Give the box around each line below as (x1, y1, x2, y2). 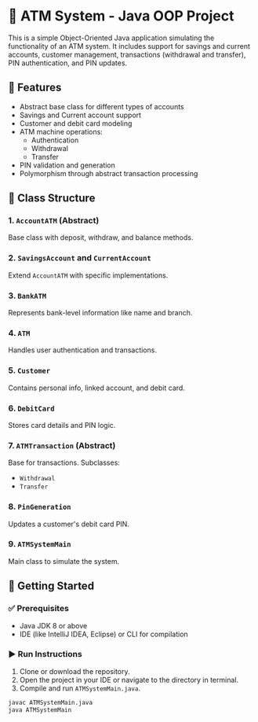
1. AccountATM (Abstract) (8, 215, 100, 227)
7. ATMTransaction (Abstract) (8, 440, 116, 451)
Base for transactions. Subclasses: (8, 458, 120, 467)
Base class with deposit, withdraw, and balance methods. (8, 233, 194, 242)
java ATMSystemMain (8, 705, 72, 714)
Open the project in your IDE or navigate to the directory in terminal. (19, 675, 239, 684)
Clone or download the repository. (19, 666, 131, 676)
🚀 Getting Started (8, 580, 95, 593)
